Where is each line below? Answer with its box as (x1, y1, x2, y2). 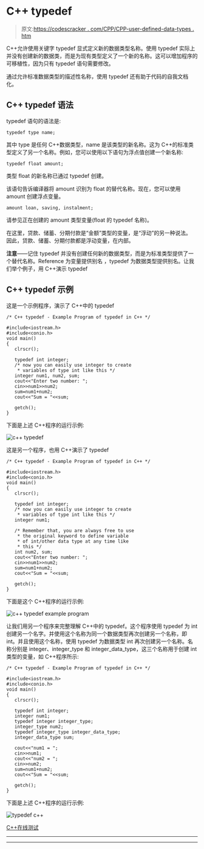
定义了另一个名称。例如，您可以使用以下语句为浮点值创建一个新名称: (11, 148, 184, 156)
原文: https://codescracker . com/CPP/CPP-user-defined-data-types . (21, 25, 194, 32)
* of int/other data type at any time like (17, 538, 129, 544)
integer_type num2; (14, 724, 64, 730)
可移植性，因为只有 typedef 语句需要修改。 (6, 60, 114, 67)
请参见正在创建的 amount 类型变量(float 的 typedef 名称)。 (6, 216, 153, 224)
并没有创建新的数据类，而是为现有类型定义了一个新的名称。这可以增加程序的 (6, 52, 198, 59)
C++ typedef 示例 (6, 284, 74, 295)
